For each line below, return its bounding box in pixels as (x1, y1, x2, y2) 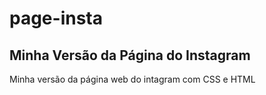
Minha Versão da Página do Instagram (9, 47, 251, 64)
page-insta (9, 7, 103, 30)
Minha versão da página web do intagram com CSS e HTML (9, 73, 256, 85)
